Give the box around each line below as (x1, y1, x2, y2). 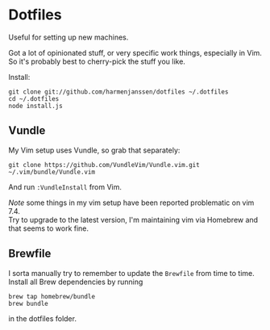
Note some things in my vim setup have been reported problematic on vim (8, 198, 255, 207)
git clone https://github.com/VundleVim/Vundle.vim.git (8, 161, 200, 169)
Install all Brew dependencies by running (8, 277, 143, 286)
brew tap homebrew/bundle (8, 292, 95, 300)
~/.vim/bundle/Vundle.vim (8, 168, 95, 176)
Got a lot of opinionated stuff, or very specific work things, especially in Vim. (8, 48, 262, 57)
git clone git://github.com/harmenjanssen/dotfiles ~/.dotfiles (8, 87, 229, 96)
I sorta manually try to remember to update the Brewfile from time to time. (8, 268, 255, 278)
